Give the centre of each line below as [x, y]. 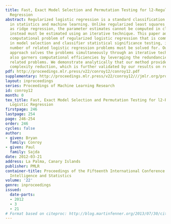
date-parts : [23, 194]
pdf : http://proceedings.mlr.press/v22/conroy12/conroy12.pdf [73, 72]
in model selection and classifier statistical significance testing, [86, 43]
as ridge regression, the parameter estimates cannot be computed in [85, 29]
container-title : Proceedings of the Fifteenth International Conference [85, 171]
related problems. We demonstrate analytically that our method [79, 62]
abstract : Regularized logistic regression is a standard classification [85, 19]
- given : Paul [20, 147]
